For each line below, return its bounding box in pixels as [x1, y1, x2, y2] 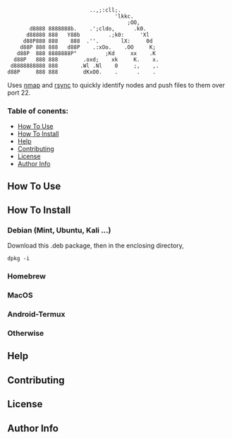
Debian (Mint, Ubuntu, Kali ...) [7, 226, 111, 235]
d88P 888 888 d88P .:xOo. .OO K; [20, 44, 157, 51]
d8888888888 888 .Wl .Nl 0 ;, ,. [10, 62, 159, 69]
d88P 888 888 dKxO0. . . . [7, 69, 157, 76]
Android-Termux [7, 310, 66, 320]
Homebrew [7, 271, 46, 281]
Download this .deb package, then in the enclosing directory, [7, 241, 185, 250]
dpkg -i [7, 255, 30, 262]
